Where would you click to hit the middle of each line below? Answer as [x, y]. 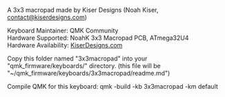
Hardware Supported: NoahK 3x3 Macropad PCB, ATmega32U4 [98, 38]
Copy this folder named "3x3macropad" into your [77, 58]
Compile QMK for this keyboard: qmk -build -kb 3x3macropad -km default [113, 86]
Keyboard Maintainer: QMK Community [63, 31]
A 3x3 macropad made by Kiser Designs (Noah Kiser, [83, 10]
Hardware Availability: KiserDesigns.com [65, 45]
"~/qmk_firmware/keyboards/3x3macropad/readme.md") [89, 73]
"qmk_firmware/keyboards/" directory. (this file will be [84, 66]
